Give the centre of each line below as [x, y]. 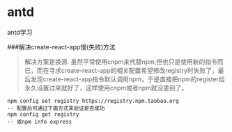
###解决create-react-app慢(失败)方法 [62, 47]
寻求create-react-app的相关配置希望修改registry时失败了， [133, 70]
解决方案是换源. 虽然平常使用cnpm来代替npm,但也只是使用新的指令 [121, 61]
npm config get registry [43, 114]
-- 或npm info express [39, 122]
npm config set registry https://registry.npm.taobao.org [93, 101]
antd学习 [20, 32]
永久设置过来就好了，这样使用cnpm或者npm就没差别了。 [106, 88]
